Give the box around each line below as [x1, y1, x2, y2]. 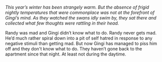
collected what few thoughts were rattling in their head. [5, 20, 119, 26]
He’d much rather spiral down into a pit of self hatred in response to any [5, 35, 153, 41]
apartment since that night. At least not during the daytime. [5, 51, 126, 57]
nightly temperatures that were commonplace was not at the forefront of [5, 9, 155, 15]
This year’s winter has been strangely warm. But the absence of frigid [5, 4, 150, 10]
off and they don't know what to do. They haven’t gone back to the [5, 46, 143, 51]
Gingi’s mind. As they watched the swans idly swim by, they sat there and [5, 15, 157, 20]
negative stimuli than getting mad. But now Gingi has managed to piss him [5, 40, 158, 46]
